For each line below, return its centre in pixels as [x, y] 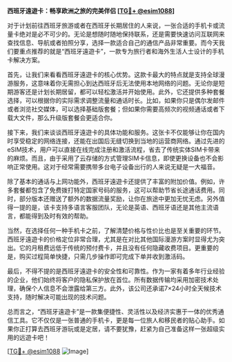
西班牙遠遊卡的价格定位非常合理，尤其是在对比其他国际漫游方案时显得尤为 [113, 239]
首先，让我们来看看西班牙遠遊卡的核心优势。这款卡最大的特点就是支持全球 [113, 74]
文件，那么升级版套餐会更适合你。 [67, 118]
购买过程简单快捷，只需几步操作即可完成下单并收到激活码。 [104, 257]
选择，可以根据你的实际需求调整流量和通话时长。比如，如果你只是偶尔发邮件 [116, 100]
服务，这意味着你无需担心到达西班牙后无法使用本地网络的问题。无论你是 [116, 83]
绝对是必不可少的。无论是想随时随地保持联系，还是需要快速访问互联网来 [122, 34]
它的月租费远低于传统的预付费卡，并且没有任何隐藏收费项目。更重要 [116, 248]
